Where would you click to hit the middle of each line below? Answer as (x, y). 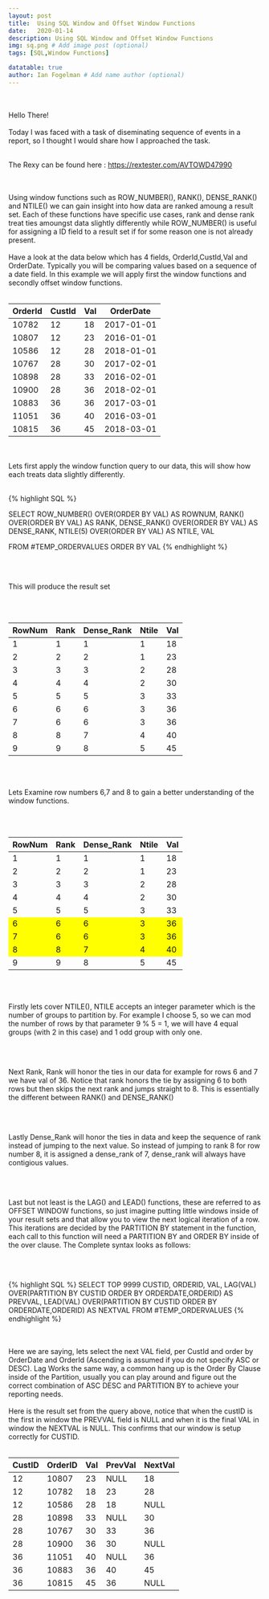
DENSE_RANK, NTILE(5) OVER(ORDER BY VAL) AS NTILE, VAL (112, 531)
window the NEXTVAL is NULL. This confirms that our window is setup (125, 1428)
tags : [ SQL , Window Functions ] (59, 53)
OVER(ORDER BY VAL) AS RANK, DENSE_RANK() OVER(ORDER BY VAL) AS (133, 522)
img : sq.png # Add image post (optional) (79, 46)
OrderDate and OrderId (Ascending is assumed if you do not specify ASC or (134, 1360)
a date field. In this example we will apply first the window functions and (128, 274)
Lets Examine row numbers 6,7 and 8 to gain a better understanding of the (131, 792)
